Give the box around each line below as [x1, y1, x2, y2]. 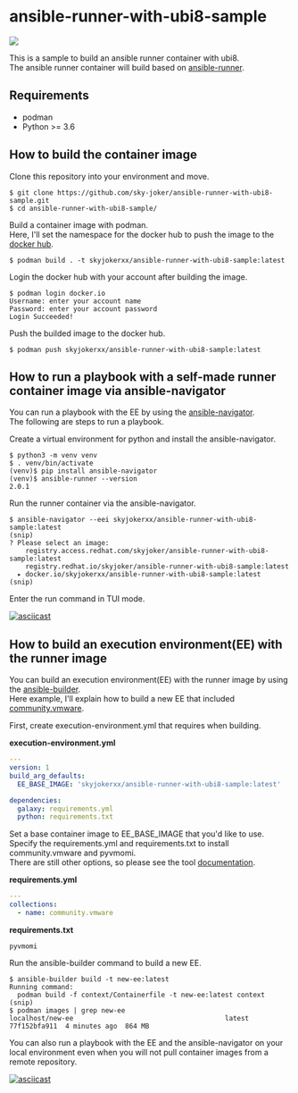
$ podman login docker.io [9, 289, 105, 298]
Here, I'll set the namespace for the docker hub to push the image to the [9, 229, 275, 240]
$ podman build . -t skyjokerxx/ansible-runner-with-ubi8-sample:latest [9, 256, 286, 265]
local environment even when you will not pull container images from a [9, 1047, 269, 1057]
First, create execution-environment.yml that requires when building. [9, 720, 261, 731]
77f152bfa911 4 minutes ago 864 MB [9, 1022, 150, 1030]
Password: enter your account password [9, 304, 158, 314]
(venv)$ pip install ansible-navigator [9, 467, 158, 475]
